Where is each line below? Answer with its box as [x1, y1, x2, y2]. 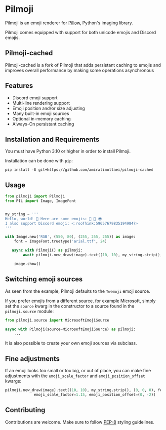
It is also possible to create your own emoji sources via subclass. [5, 340, 137, 346]
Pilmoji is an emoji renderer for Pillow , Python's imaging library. [5, 20, 133, 26]
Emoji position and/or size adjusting [12, 105, 85, 111]
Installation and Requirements [5, 135, 100, 144]
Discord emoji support [12, 95, 58, 101]
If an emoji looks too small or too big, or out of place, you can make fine [5, 368, 151, 374]
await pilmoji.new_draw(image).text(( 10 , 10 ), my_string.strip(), [23, 253, 163, 258]
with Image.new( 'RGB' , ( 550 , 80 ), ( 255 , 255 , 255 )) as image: [5, 235, 136, 239]
